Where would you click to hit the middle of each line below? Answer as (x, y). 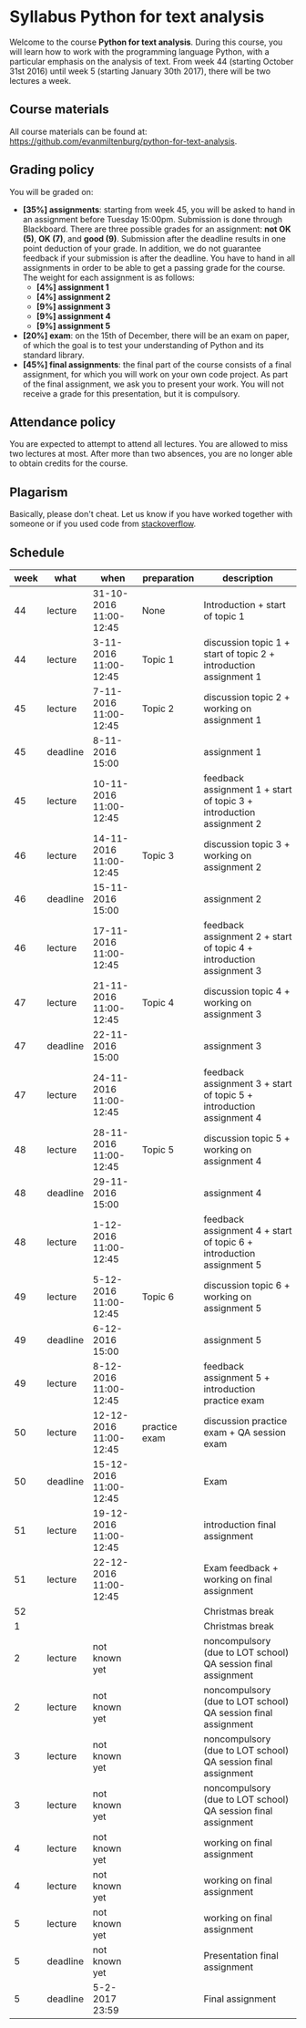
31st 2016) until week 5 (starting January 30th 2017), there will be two (140, 71)
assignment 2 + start (248, 936)
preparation (168, 578)
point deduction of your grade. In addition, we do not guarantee (142, 248)
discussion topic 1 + (247, 642)
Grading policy (52, 170)
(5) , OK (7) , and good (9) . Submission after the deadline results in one (154, 238)
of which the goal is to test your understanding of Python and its (143, 345)
